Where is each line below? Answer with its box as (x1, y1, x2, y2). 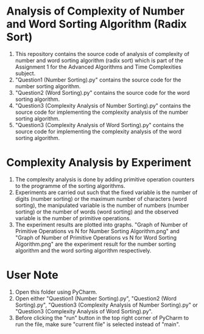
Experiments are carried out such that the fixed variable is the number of (15, 189, 198, 196)
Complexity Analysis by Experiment (6, 156, 192, 170)
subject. (15, 69, 36, 77)
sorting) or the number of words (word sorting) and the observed (15, 208, 178, 215)
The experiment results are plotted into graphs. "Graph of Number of (15, 221, 188, 228)
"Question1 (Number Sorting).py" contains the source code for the (15, 76, 181, 83)
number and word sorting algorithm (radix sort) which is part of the (15, 57, 184, 64)
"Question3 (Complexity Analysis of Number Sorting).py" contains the (15, 102, 191, 109)
